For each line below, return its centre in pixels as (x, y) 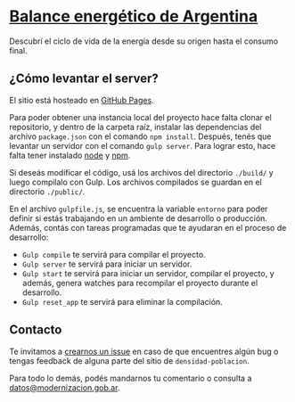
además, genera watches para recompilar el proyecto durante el (140, 283)
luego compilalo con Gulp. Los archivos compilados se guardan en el (136, 182)
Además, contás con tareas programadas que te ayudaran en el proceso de (148, 227)
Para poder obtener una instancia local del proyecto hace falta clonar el (140, 117)
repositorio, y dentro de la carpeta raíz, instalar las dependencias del (135, 127)
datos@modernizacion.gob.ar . (65, 387)
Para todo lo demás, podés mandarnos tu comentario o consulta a (131, 378)
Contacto (36, 330)
